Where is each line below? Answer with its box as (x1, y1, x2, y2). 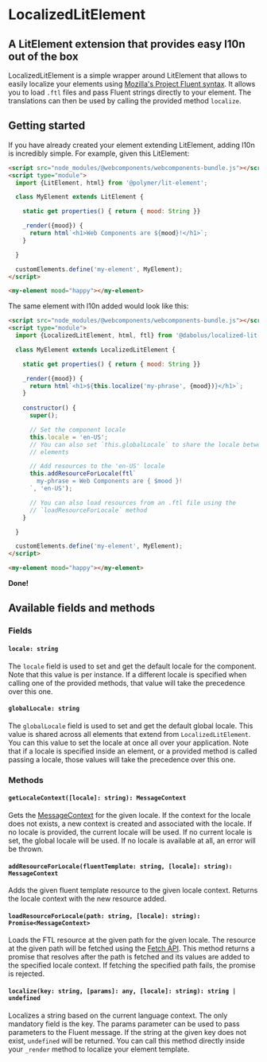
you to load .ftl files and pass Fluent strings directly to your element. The (8, 87, 252, 97)
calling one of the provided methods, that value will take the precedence (8, 678, 246, 688)
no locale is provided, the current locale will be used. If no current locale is (8, 827, 253, 836)
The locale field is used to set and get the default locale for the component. (8, 661, 257, 671)
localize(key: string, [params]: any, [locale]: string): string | (8, 987, 237, 995)
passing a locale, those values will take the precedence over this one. (8, 754, 236, 764)
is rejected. (8, 969, 45, 979)
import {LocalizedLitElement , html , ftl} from (15, 331, 172, 339)
